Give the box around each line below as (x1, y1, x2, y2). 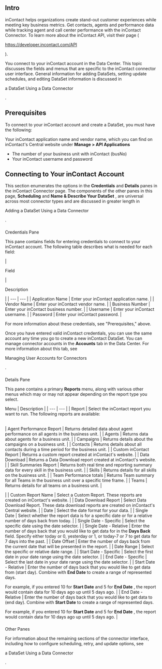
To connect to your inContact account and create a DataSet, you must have (5, 121, 155, 128)
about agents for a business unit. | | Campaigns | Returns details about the (5, 436, 153, 442)
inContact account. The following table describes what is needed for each (5, 244, 153, 250)
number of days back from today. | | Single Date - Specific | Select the (5, 518, 145, 524)
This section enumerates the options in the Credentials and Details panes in (5, 183, 158, 189)
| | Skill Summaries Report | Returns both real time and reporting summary (5, 462, 152, 468)
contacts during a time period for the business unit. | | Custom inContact (5, 447, 149, 452)
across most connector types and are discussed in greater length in (5, 199, 140, 204)
